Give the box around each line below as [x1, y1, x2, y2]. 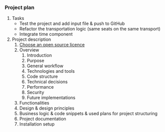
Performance [26, 84, 54, 90]
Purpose [26, 58, 44, 64]
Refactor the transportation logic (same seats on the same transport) [19, 26, 161, 32]
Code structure [26, 74, 58, 80]
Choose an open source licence [19, 42, 85, 48]
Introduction [26, 52, 52, 58]
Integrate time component [19, 31, 73, 37]
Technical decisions [26, 79, 68, 85]
